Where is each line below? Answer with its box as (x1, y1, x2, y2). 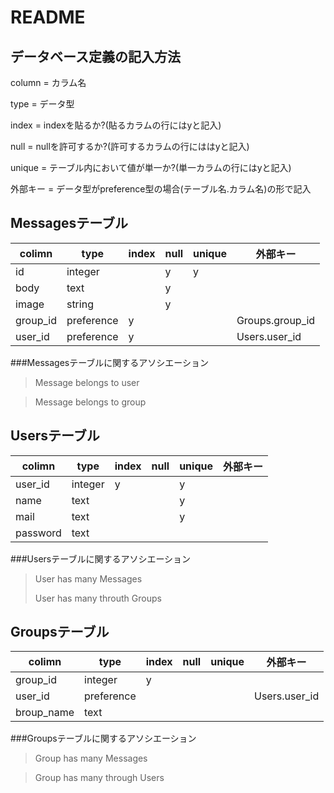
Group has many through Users (34, 772, 165, 784)
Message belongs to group (34, 396, 147, 408)
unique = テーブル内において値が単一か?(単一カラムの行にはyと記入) (10, 162, 292, 173)
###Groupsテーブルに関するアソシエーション (10, 732, 197, 745)
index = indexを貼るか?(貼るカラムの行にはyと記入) (10, 119, 222, 131)
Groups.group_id (236, 313, 316, 327)
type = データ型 (10, 98, 75, 110)
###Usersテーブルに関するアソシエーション (10, 552, 192, 565)
